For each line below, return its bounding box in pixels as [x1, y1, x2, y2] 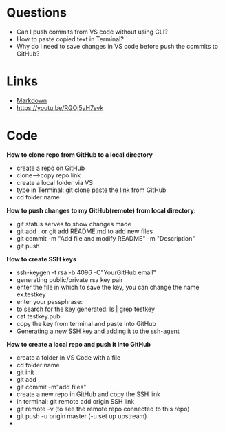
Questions [6, 5, 67, 21]
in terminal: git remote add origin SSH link [16, 397, 135, 405]
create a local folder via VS [16, 178, 94, 186]
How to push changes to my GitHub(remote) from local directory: [6, 206, 197, 215]
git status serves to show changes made [16, 219, 131, 228]
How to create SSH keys [6, 255, 77, 263]
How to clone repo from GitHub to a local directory [6, 150, 153, 159]
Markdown [16, 96, 47, 105]
